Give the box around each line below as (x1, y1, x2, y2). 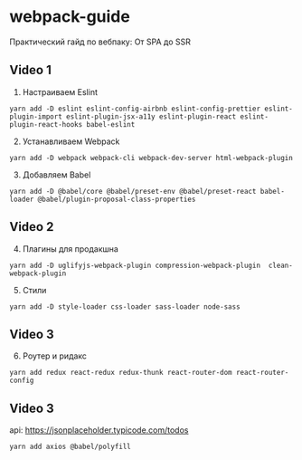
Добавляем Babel (22, 169, 91, 180)
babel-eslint (86, 120, 136, 129)
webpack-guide (9, 6, 131, 27)
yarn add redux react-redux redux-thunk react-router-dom (9, 369, 232, 378)
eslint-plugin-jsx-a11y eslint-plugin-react (66, 111, 237, 121)
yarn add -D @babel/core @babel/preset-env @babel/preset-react (9, 187, 257, 196)
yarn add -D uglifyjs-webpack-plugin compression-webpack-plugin (9, 261, 260, 270)
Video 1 (9, 62, 52, 78)
